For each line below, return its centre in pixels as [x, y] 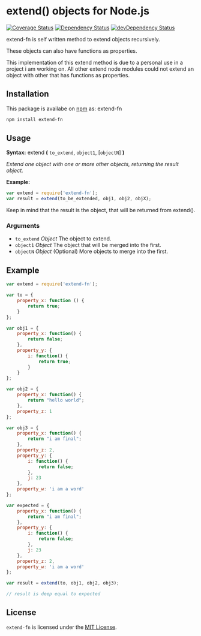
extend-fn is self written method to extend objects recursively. [83, 39]
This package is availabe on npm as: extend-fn [64, 108]
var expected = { [28, 505]
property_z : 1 [34, 411]
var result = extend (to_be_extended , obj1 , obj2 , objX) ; [79, 199]
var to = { [20, 295]
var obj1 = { [22, 328]
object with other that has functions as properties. [68, 75]
